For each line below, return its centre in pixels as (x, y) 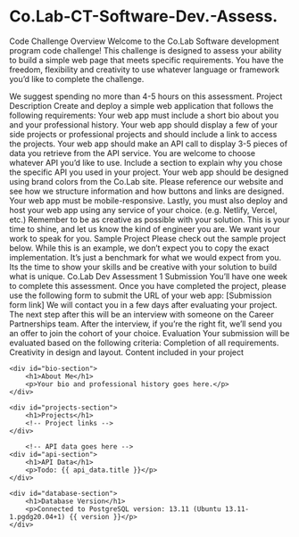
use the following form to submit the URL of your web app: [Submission (141, 295)
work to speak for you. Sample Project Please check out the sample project (148, 238)
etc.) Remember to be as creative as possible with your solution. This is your (149, 219)
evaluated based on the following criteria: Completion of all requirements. (144, 343)
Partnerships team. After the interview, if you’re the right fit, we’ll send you (146, 324)
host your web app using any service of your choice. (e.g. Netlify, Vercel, (143, 210)
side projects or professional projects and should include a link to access (143, 134)
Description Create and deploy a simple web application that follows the (141, 105)
